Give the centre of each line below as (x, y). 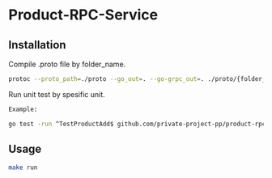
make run (23, 167)
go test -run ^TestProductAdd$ (61, 124)
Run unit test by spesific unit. (57, 94)
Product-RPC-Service (83, 15)
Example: (23, 109)
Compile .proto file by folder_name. (67, 64)
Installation (37, 45)
